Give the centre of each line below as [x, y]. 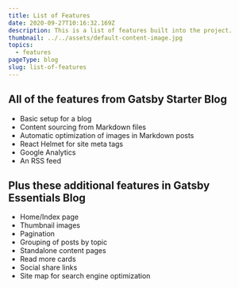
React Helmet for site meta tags [71, 144]
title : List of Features [49, 15]
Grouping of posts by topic [64, 242]
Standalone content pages [63, 251]
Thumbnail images [50, 225]
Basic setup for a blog [56, 118]
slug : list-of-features [48, 67]
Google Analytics [48, 152]
